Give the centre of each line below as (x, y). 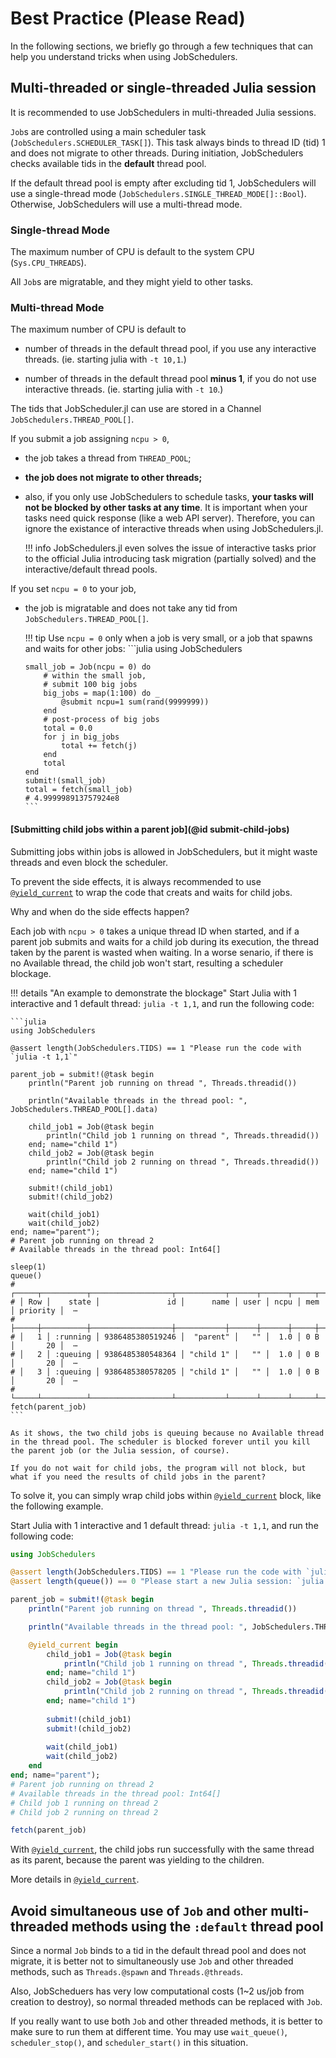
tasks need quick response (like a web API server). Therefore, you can (169, 518)
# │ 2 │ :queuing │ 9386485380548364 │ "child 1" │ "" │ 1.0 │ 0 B (165, 1354)
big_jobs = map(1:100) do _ (101, 693)
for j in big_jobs (81, 737)
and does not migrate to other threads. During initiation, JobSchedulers (157, 153)
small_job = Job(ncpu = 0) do (88, 667)
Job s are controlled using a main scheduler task (108, 131)
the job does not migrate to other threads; (113, 478)
